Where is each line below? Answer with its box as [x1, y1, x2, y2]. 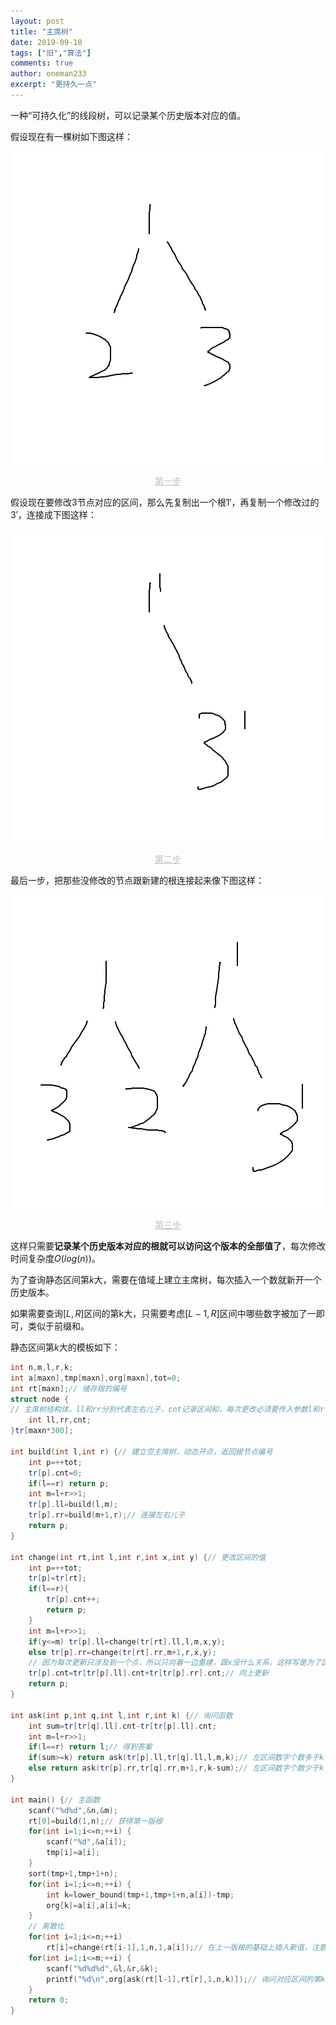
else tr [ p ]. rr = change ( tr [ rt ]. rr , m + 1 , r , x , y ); [28, 1647, 217, 1657]
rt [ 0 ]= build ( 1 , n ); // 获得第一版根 [28, 1816, 163, 1826]
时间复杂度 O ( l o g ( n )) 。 [10, 1252, 101, 1264]
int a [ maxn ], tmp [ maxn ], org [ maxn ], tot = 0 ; [10, 1373, 182, 1383]
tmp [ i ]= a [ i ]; [46, 1848, 101, 1858]
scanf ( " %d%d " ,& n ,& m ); [28, 1805, 118, 1815]
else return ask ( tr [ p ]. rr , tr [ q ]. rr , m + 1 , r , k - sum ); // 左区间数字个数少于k [28, 1763, 325, 1774]
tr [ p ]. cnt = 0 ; [28, 1468, 83, 1478]
